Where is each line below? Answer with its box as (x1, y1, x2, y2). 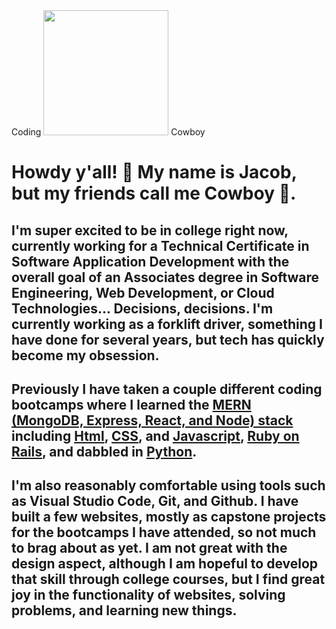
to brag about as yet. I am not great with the (11, 540, 288, 557)
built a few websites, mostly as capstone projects (11, 509, 327, 526)
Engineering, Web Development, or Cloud (11, 284, 275, 301)
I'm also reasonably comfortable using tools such (11, 477, 326, 494)
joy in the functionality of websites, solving (11, 587, 286, 604)
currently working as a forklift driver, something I (11, 315, 323, 333)
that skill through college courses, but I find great (11, 571, 326, 588)
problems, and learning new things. (11, 602, 238, 619)
